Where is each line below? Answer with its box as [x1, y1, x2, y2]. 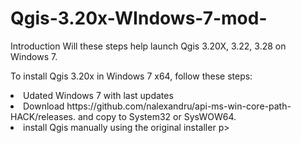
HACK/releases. [10, 110, 76, 122]
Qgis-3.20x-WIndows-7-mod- [10, 7, 268, 30]
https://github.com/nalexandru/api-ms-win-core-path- [66, 100, 292, 112]
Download [23, 100, 65, 112]
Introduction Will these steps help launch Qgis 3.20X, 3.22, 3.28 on [10, 40, 287, 52]
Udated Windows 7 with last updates [23, 89, 174, 101]
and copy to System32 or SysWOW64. [77, 110, 237, 122]
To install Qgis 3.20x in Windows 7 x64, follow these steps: [10, 70, 253, 82]
